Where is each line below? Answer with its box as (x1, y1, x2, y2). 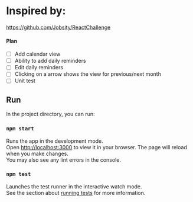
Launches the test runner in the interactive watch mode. (6, 182, 143, 190)
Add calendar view (14, 50, 61, 57)
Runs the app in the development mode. (6, 137, 103, 145)
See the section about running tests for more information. (6, 189, 146, 196)
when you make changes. (6, 150, 69, 157)
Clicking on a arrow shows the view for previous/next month (14, 70, 161, 78)
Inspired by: (6, 4, 66, 18)
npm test (6, 171, 31, 178)
